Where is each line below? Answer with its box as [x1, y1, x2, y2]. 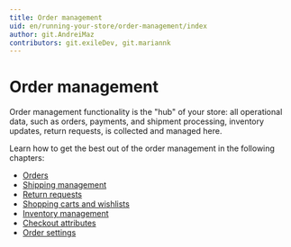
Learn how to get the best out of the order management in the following [9, 143, 275, 154]
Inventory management [22, 208, 110, 219]
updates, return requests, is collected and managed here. [9, 126, 223, 137]
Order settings [22, 227, 77, 238]
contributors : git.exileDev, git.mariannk [9, 38, 171, 48]
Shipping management [22, 180, 107, 190]
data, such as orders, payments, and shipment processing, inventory [9, 116, 264, 127]
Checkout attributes [22, 217, 96, 229]
